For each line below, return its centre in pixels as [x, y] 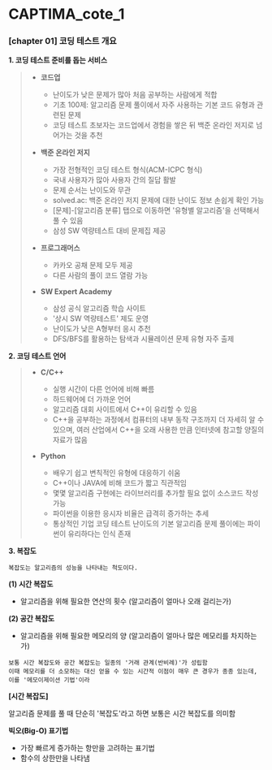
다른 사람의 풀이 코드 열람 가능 [100, 275]
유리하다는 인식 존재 [99, 534]
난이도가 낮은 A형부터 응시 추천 [102, 329]
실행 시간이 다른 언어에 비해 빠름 [104, 389]
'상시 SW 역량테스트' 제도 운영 [100, 318]
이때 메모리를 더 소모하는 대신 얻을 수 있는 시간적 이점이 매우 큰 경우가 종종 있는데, [133, 672]
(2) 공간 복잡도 [32, 619]
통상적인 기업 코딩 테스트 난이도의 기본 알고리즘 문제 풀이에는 [149, 524]
